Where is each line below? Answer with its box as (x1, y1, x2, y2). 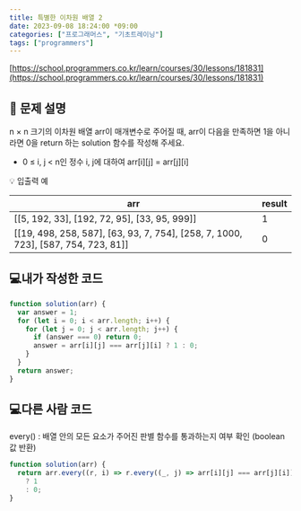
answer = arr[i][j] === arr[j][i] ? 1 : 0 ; (32, 341, 199, 350)
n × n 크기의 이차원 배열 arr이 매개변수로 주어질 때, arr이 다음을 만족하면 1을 (9, 127, 274, 137)
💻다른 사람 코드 (9, 401, 92, 418)
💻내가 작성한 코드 (9, 271, 103, 286)
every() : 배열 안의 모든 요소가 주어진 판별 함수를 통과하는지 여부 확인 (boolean (9, 431, 285, 442)
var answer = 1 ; (17, 307, 78, 317)
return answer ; (17, 366, 74, 375)
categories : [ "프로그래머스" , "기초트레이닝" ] (9, 30, 164, 39)
